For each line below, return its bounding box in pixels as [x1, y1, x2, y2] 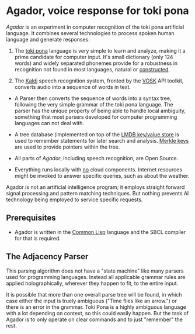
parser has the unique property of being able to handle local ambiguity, [14, 107, 186, 114]
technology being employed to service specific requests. [6, 196, 143, 203]
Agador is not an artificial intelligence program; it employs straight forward [6, 183, 185, 191]
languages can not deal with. [14, 119, 85, 126]
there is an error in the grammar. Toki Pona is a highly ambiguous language [6, 303, 187, 311]
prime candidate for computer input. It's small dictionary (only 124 [14, 53, 173, 60]
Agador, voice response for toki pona [6, 4, 189, 18]
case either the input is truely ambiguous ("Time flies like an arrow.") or [6, 297, 177, 304]
